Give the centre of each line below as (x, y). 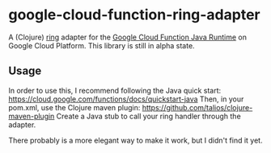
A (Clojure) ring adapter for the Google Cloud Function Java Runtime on (127, 37)
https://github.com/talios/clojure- (197, 107)
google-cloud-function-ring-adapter (134, 15)
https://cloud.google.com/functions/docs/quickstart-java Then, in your (126, 99)
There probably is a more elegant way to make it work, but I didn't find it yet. (135, 140)
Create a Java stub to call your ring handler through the (148, 116)
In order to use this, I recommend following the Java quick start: (115, 90)
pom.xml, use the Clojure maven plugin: (74, 107)
